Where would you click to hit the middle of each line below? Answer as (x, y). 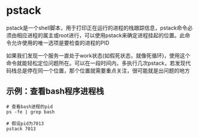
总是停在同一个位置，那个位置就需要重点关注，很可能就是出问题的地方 (103, 70)
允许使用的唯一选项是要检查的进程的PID (60, 43)
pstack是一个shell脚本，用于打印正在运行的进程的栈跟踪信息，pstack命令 (97, 28)
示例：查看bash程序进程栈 (55, 91)
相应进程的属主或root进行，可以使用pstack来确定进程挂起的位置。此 (101, 35)
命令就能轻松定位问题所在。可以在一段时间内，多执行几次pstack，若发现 (96, 63)
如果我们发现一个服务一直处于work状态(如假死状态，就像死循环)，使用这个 (98, 55)
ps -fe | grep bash (31, 112)
